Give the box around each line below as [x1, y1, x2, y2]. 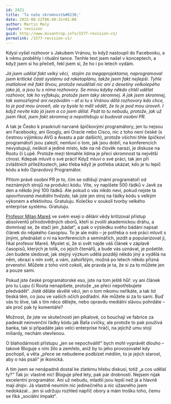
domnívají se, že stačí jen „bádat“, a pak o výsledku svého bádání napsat [6, 224, 158, 230]
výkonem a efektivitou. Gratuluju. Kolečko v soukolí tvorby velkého [6, 198, 146, 204]
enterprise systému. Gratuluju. [6, 203, 69, 209]
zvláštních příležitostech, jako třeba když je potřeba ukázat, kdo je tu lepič [6, 161, 161, 167]
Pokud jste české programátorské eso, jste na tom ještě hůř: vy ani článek [6, 277, 161, 283]
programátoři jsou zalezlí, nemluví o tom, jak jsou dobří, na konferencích [6, 139, 157, 145]
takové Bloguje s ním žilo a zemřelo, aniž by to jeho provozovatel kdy [6, 345, 150, 351]
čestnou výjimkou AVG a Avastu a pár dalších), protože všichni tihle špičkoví [6, 134, 165, 140]
